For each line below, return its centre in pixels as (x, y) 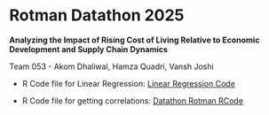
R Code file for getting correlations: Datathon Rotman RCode (133, 100)
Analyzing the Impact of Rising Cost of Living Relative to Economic (134, 40)
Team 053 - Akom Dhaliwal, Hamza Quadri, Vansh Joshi (112, 66)
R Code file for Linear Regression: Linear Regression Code (128, 83)
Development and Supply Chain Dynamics (89, 49)
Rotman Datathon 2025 (97, 15)
